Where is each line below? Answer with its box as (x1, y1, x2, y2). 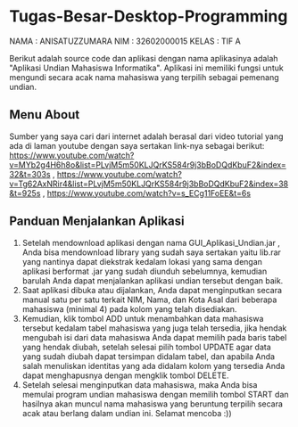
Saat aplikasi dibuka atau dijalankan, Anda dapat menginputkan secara (21, 284, 283, 295)
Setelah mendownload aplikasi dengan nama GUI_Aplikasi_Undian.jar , (21, 237, 281, 248)
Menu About (9, 107, 80, 122)
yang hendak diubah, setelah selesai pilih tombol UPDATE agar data (21, 341, 272, 352)
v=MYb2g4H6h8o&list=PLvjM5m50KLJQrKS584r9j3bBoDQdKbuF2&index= (9, 159, 287, 170)
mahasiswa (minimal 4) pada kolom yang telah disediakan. (21, 303, 237, 314)
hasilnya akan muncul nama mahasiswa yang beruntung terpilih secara (21, 398, 284, 409)
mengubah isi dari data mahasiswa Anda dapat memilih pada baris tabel (21, 332, 287, 342)
